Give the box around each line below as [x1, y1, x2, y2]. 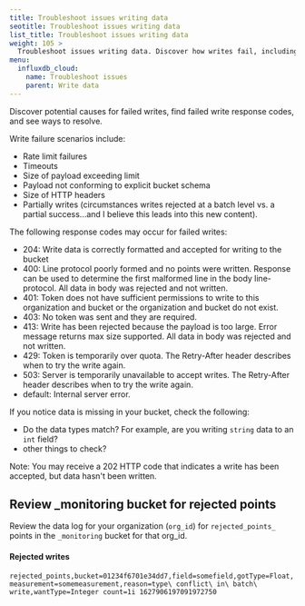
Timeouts [22, 160, 59, 171]
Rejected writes [9, 551, 70, 562]
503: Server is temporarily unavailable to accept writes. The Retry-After [22, 369, 290, 380]
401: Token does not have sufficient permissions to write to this [22, 292, 260, 303]
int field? [22, 433, 59, 444]
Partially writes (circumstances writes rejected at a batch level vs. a [22, 199, 275, 210]
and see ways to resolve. [9, 115, 103, 126]
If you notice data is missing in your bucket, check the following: [9, 406, 250, 417]
